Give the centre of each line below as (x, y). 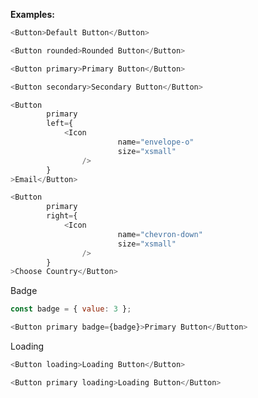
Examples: (32, 14)
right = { (62, 216)
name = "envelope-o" (156, 142)
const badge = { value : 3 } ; (71, 309)
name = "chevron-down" (160, 234)
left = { (60, 124)
